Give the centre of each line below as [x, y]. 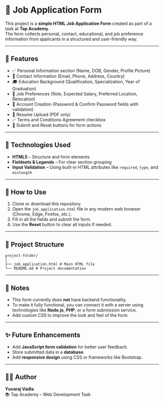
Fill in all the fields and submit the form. [52, 219]
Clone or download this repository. [47, 204]
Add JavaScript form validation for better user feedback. [70, 347]
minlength [22, 172]
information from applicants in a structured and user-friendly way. [71, 39]
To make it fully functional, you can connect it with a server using [78, 305]
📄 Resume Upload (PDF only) [41, 115]
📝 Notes [17, 288]
